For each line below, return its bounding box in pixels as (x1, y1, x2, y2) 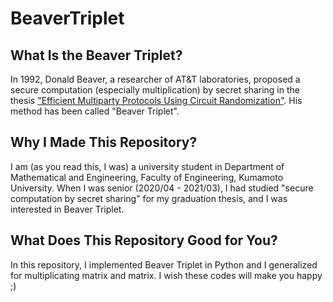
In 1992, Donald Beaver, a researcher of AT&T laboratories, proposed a (10, 73, 301, 85)
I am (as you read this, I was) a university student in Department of (10, 160, 285, 172)
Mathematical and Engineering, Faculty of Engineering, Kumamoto (10, 171, 284, 183)
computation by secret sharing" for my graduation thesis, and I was (10, 192, 288, 204)
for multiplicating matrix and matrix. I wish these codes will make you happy (10, 269, 323, 281)
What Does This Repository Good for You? (10, 232, 278, 249)
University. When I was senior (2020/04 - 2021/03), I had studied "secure (10, 182, 314, 194)
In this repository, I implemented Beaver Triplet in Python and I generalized (10, 258, 318, 271)
